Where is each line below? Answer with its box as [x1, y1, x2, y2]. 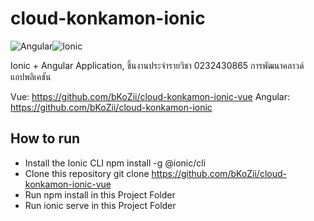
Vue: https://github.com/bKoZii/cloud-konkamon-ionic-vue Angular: [10, 90, 290, 102]
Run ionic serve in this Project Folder [24, 199, 177, 211]
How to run [10, 130, 81, 147]
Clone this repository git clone [24, 167, 150, 179]
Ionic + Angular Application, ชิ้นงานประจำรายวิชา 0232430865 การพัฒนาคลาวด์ [10, 59, 305, 71]
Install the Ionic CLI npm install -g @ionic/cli [24, 157, 207, 169]
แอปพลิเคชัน [10, 70, 52, 82]
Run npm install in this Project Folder [24, 188, 176, 201]
